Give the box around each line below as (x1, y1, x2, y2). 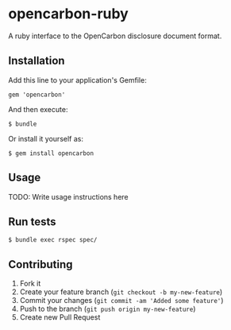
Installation (8, 54, 65, 68)
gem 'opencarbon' (8, 91, 66, 99)
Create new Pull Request (19, 313, 101, 322)
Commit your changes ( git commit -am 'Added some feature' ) (19, 296, 224, 305)
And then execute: (8, 104, 68, 114)
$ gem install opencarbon (8, 149, 94, 157)
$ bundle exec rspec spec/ (8, 236, 98, 244)
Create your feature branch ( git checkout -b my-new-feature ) (19, 287, 223, 297)
